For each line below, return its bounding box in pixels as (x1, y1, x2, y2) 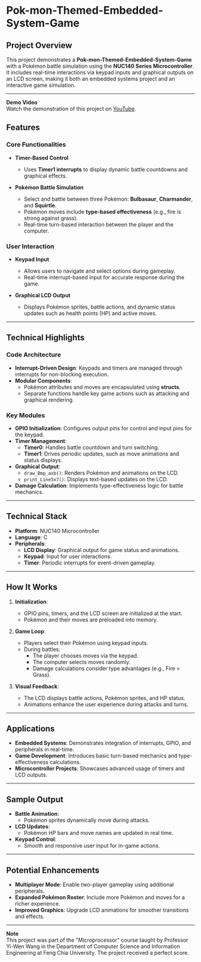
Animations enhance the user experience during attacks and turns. (23, 701, 188, 708)
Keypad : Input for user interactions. (23, 553, 112, 560)
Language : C (14, 533, 48, 541)
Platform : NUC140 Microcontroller (14, 527, 100, 534)
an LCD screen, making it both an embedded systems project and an (6, 76, 175, 82)
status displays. (23, 456, 63, 463)
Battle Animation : (14, 810, 59, 818)
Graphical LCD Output (14, 291, 71, 298)
